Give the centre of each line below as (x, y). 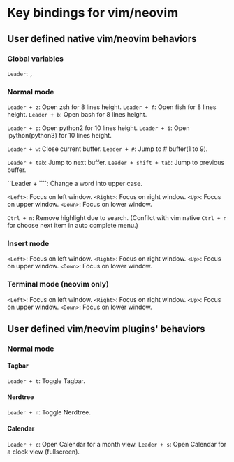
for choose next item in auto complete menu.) (73, 226)
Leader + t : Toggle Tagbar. (46, 381)
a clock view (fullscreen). (44, 452)
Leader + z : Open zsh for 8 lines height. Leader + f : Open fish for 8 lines (112, 107)
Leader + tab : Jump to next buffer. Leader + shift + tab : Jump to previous (116, 163)
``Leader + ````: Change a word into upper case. (75, 184)
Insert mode (28, 244)
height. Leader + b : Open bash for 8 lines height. (77, 115)
